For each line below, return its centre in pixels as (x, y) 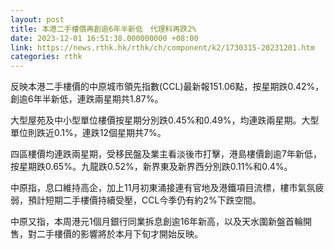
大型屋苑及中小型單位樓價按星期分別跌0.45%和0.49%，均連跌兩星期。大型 (165, 120)
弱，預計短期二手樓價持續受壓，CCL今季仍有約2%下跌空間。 (136, 200)
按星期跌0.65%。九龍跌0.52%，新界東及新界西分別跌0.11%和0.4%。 (151, 167)
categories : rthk (46, 57)
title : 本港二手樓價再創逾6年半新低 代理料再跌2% (103, 29)
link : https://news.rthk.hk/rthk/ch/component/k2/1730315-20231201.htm (162, 47)
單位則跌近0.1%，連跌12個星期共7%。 (88, 133)
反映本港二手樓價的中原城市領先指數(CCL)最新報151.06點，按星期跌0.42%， (167, 87)
